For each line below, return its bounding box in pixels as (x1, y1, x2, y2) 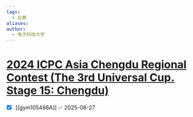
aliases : (6, 20, 29, 26)
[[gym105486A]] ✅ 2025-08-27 (15, 104, 96, 112)
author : (6, 26, 26, 32)
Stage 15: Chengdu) (6, 83, 109, 97)
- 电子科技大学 (12, 32, 45, 38)
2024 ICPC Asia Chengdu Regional (6, 58, 187, 72)
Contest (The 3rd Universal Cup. (6, 71, 175, 85)
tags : (6, 9, 20, 15)
